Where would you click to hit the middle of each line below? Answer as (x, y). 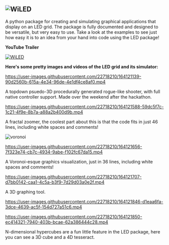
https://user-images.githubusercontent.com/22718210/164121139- (73, 76)
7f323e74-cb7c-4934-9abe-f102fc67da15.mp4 (54, 152)
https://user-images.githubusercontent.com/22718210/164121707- (73, 177)
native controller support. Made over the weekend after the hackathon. (78, 97)
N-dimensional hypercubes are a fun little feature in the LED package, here (83, 231)
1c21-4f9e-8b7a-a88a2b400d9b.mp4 (44, 112)
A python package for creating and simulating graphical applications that (80, 21)
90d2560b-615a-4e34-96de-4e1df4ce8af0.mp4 (55, 81)
